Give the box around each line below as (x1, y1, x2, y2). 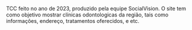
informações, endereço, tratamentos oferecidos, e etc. (6, 18, 140, 24)
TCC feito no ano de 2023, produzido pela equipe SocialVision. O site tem (6, 5, 187, 12)
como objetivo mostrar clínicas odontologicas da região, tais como (6, 11, 169, 18)
